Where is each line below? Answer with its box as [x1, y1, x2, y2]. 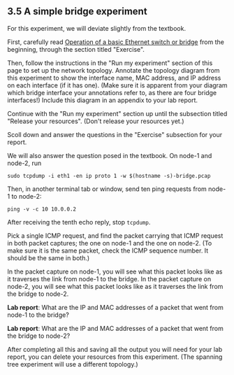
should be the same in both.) [7, 253, 90, 262]
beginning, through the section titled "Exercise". [7, 45, 145, 53]
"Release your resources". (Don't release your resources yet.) [7, 117, 184, 125]
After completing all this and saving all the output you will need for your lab [7, 345, 223, 353]
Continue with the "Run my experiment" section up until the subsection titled [7, 109, 228, 118]
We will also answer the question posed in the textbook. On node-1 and [7, 151, 212, 160]
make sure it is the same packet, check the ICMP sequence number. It [7, 246, 209, 255]
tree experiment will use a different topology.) [7, 360, 138, 368]
